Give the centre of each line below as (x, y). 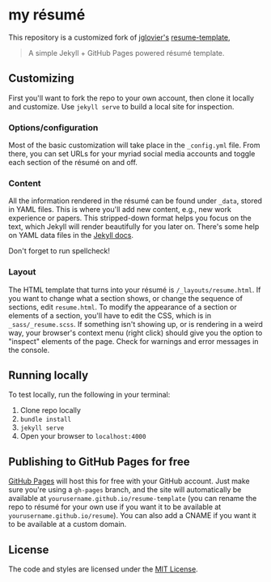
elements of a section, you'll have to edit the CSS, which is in (110, 315)
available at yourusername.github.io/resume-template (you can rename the (133, 499)
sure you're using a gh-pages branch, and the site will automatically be (125, 490)
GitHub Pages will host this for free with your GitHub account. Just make (129, 481)
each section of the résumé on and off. (73, 163)
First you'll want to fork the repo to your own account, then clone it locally (131, 98)
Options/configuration (53, 127)
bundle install (46, 420)
